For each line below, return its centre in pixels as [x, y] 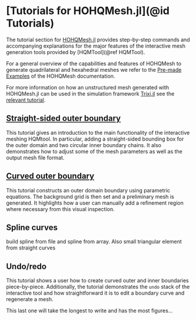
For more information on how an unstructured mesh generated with [88, 87]
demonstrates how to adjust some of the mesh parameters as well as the [94, 151]
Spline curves [32, 227]
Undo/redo [26, 266]
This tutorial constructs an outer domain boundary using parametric [88, 190]
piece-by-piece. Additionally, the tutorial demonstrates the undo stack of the [98, 287]
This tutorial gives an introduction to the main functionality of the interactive [98, 132]
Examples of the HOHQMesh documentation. [61, 76]
